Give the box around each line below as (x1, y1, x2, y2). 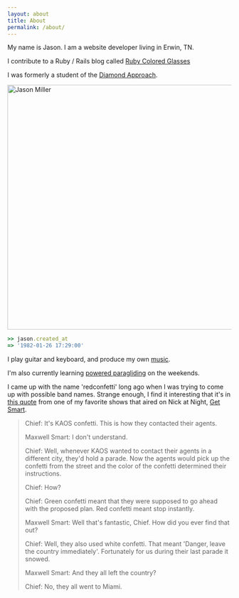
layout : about (7, 10, 50, 18)
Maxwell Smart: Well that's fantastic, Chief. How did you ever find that (24, 518, 230, 527)
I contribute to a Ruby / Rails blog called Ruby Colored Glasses (7, 57, 191, 65)
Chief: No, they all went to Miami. (24, 582, 122, 591)
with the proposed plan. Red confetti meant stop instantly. (24, 505, 195, 513)
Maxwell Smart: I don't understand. (24, 433, 128, 441)
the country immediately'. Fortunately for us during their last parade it (24, 547, 229, 556)
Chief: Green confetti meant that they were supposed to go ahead (24, 497, 218, 505)
